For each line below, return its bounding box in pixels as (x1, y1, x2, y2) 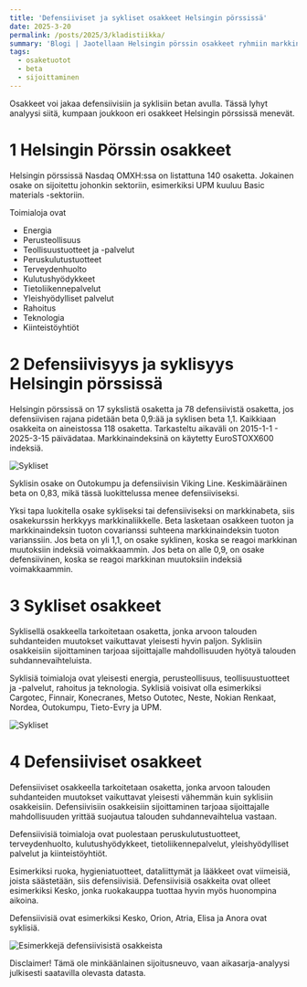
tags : (9, 48, 30, 57)
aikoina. (9, 895, 39, 906)
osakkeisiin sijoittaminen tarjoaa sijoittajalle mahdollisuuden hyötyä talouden (9, 645, 297, 656)
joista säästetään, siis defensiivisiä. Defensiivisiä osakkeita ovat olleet (9, 875, 271, 886)
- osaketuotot (17, 56, 71, 65)
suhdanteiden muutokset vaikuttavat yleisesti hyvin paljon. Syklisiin (9, 635, 263, 646)
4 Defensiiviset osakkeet (9, 751, 203, 772)
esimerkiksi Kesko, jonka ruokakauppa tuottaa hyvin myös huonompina (9, 885, 277, 896)
